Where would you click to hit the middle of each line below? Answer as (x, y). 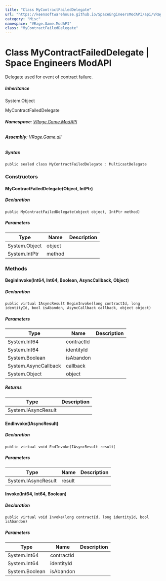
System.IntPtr (23, 254)
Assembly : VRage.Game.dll (33, 137)
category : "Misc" (23, 19)
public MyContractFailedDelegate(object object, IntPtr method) (73, 212)
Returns (14, 387)
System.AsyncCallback (34, 366)
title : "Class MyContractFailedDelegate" (48, 10)
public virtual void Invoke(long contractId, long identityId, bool (77, 517)
